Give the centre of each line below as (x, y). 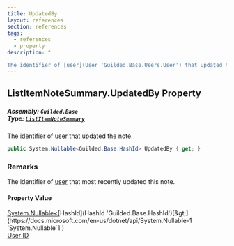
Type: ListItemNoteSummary (46, 118)
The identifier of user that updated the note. (70, 136)
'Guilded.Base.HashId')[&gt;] (147, 213)
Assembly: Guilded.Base (43, 111)
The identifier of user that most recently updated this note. (91, 182)
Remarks (23, 167)
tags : (15, 33)
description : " (29, 53)
